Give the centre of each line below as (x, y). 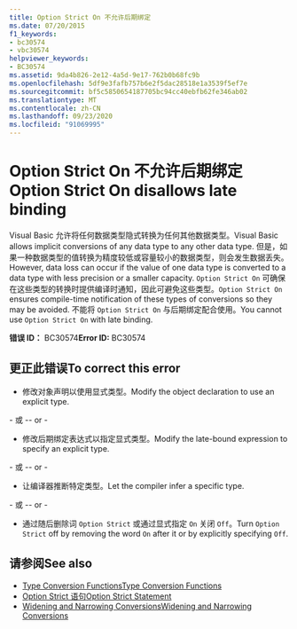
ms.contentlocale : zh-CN (55, 108)
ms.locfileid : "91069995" (57, 125)
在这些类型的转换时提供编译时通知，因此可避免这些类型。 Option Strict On (146, 288)
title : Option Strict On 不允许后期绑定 (80, 17)
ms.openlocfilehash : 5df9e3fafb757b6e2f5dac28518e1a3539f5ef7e (129, 83)
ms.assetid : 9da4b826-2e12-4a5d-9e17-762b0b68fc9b (105, 75)
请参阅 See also (51, 564)
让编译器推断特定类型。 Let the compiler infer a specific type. (133, 485)
